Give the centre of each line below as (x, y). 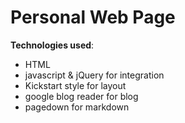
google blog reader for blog (81, 96)
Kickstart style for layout (75, 85)
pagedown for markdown (77, 107)
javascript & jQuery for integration (94, 75)
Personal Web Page (93, 17)
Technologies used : (52, 45)
